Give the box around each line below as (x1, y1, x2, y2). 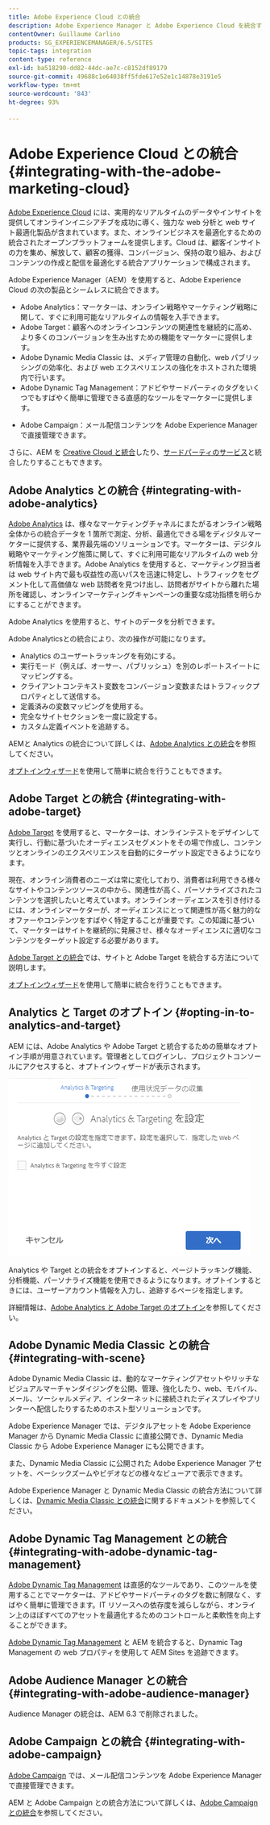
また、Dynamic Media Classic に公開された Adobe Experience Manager (8, 1459, 247, 1468)
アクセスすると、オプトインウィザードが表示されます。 (22, 1061, 206, 1071)
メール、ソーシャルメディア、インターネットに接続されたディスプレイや (8, 1394, 247, 1404)
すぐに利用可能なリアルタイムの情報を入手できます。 (48, 312, 224, 322)
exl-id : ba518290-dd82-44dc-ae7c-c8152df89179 (8, 65, 168, 73)
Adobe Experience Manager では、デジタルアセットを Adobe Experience (8, 1421, 251, 1431)
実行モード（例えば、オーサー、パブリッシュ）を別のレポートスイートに (19, 662, 260, 670)
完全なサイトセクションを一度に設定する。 (19, 712, 162, 721)
